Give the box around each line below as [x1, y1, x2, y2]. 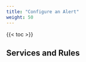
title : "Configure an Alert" [6, 8, 79, 15]
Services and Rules [6, 48, 80, 58]
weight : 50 [6, 14, 34, 20]
